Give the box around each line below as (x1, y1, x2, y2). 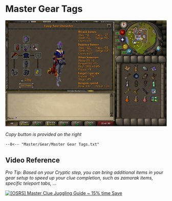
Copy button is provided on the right (5, 131, 82, 138)
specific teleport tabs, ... (5, 180, 57, 187)
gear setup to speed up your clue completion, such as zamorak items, (5, 175, 154, 181)
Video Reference (5, 155, 60, 164)
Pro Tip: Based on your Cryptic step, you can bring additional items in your (5, 169, 164, 175)
